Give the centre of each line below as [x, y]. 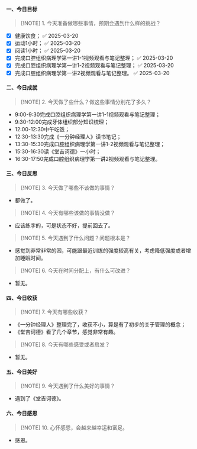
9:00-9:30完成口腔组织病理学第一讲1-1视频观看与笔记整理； [88, 114]
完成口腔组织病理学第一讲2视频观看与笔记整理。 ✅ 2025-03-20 [92, 73]
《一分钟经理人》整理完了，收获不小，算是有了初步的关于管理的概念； [100, 325]
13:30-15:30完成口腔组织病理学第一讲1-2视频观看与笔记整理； [90, 144]
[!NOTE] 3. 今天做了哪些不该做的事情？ [68, 188]
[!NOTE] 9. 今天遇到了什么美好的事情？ [68, 386]
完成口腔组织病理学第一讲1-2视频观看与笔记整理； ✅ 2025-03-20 [94, 66]
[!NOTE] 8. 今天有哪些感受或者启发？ [65, 345]
